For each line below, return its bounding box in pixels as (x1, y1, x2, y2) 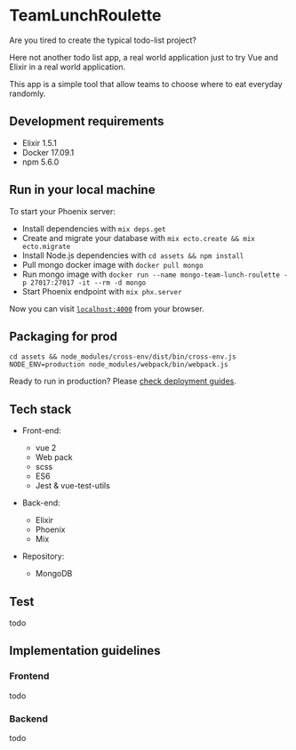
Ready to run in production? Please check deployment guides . (9, 375, 237, 387)
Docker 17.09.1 (21, 147, 75, 157)
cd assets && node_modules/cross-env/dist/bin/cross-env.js (9, 352, 237, 361)
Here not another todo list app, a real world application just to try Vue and (9, 52, 278, 62)
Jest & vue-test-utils (35, 480, 111, 491)
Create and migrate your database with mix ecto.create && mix (21, 232, 255, 243)
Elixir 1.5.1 (21, 137, 58, 148)
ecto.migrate (21, 242, 71, 251)
